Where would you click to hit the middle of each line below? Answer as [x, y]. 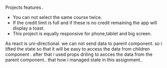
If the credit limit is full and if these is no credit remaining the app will [85, 23]
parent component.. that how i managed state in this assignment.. [74, 60]
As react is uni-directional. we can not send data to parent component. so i [84, 43]
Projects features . [25, 7]
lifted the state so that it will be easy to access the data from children [78, 49]
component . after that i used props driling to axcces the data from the [79, 54]
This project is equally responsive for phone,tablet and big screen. [82, 33]
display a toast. [29, 28]
